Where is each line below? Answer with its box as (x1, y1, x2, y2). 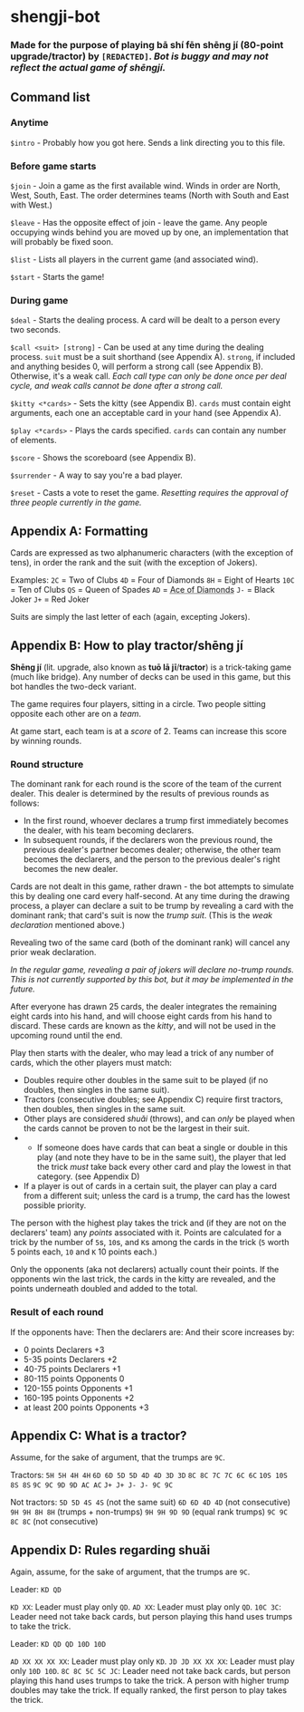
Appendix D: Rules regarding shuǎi (10, 1543, 211, 1558)
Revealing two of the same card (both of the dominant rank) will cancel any (10, 937, 290, 948)
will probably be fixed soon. (10, 237, 114, 247)
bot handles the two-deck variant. (10, 682, 137, 692)
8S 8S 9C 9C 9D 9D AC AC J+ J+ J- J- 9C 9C (10, 1481, 174, 1490)
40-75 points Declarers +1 (23, 1363, 121, 1374)
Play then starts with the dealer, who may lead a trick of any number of (10, 1048, 274, 1059)
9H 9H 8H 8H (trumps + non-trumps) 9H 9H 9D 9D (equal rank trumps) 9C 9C (10, 1506, 289, 1517)
